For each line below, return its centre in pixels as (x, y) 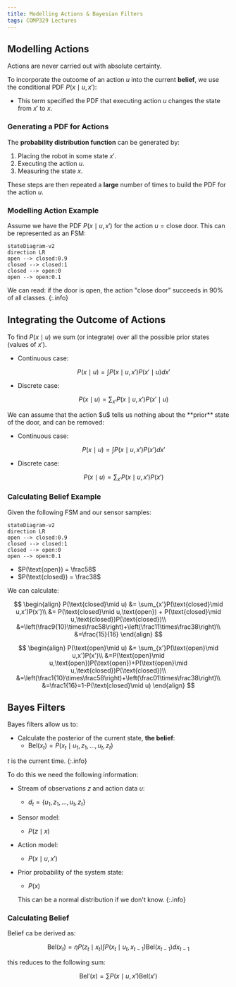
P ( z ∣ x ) (39, 832)
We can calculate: (33, 590)
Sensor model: (39, 817)
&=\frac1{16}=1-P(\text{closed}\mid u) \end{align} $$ (118, 685)
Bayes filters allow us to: (43, 724)
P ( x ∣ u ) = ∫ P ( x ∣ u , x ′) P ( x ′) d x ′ (124, 449)
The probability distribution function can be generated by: (93, 142)
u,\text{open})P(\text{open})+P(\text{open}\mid (118, 663)
